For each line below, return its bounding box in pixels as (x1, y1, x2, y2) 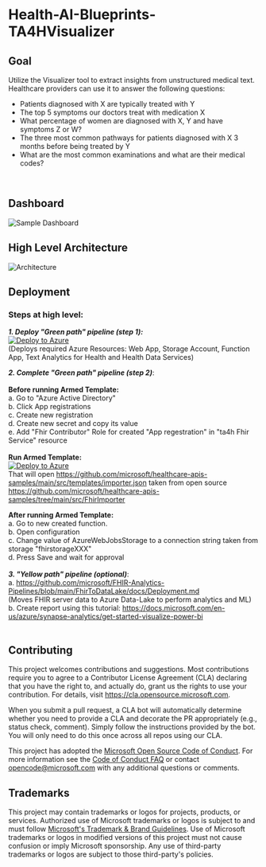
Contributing (8, 643, 73, 657)
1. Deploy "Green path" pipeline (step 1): (8, 327, 144, 337)
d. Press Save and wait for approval (8, 553, 125, 562)
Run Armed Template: (8, 452, 82, 463)
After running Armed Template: (8, 510, 114, 520)
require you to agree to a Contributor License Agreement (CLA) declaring (8, 673, 248, 682)
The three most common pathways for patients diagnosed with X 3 (19, 133, 239, 143)
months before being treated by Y (19, 142, 131, 150)
